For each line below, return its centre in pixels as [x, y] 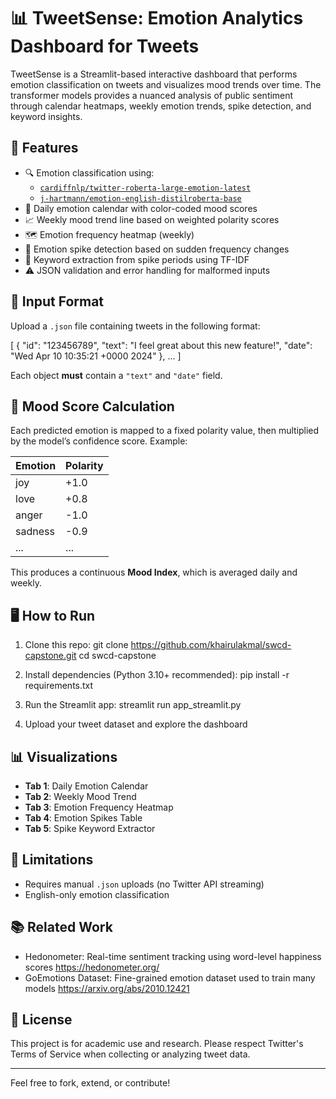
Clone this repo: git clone [76, 645]
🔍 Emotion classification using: [89, 172]
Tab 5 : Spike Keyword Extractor [90, 828]
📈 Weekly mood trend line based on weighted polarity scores [152, 219]
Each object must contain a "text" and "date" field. [116, 375]
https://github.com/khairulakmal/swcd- [211, 645]
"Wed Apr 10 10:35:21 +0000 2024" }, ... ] [96, 356]
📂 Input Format [57, 301]
